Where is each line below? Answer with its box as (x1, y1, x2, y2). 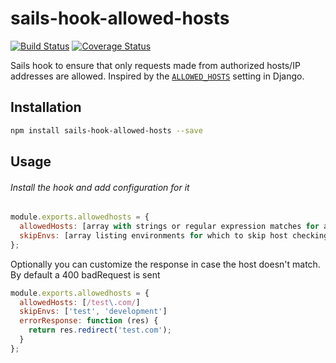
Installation (10, 99, 82, 116)
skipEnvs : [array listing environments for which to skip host (19, 230, 288, 241)
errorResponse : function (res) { (19, 316, 159, 326)
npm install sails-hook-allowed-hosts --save (10, 125, 203, 136)
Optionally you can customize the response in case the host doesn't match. (10, 258, 321, 270)
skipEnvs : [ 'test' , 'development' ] (19, 307, 168, 317)
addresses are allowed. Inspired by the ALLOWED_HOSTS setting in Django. (10, 70, 305, 82)
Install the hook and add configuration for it (10, 181, 190, 193)
